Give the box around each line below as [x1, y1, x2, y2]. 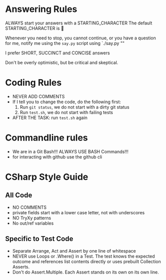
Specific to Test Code [5, 235, 73, 243]
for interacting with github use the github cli [12, 153, 102, 160]
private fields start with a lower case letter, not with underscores [12, 209, 145, 215]
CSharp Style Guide [5, 171, 89, 182]
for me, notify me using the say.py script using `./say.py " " [5, 40, 125, 46]
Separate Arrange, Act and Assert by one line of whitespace [12, 248, 136, 254]
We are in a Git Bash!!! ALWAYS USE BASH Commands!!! [12, 148, 129, 154]
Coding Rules [5, 77, 62, 88]
